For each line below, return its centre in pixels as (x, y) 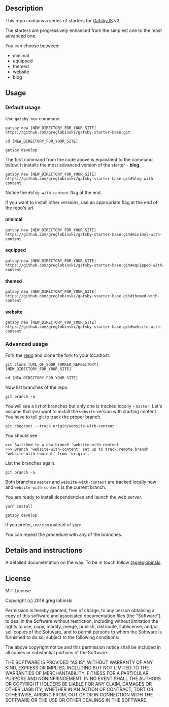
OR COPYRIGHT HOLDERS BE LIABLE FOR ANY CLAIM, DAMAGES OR (79, 684)
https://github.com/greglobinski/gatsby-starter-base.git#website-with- (84, 327)
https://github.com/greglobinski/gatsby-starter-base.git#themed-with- (82, 296)
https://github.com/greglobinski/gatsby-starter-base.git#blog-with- (80, 179)
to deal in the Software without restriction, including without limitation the (82, 621)
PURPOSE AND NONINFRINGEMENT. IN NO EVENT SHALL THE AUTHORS (83, 679)
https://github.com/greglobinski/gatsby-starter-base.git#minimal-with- (84, 234)
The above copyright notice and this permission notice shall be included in (83, 647)
